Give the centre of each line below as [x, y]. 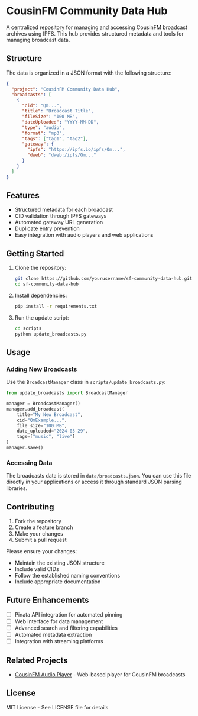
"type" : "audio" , [43, 128]
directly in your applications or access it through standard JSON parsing [94, 482]
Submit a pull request [40, 540]
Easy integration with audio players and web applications [84, 235]
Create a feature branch [44, 527]
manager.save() [25, 448]
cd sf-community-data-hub [46, 284]
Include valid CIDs [37, 569]
